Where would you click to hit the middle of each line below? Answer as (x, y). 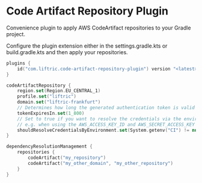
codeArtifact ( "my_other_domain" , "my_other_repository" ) (100, 163)
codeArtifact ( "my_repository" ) (67, 158)
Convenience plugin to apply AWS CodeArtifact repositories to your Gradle (99, 28)
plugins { (19, 63)
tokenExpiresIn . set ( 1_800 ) (51, 113)
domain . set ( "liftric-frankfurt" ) (59, 102)
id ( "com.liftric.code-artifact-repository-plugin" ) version (94, 69)
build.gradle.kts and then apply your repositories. (67, 52)
